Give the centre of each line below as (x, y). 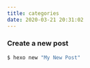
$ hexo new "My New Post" (44, 57)
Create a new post (38, 44)
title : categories (33, 13)
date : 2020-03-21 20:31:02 (45, 20)
